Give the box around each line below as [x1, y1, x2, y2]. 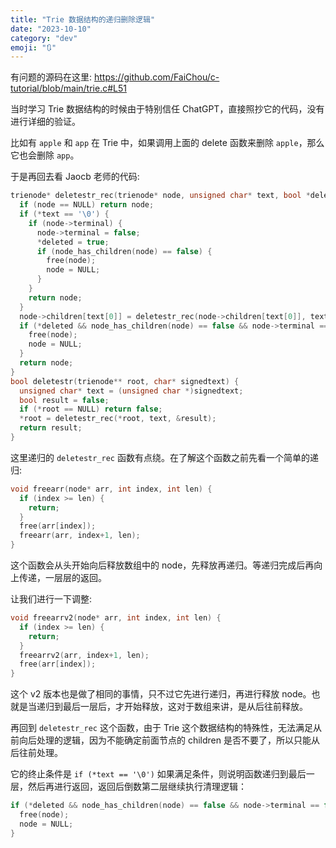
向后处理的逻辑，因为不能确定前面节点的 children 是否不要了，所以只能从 [18, 734, 320, 746]
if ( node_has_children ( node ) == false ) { [36, 246, 213, 256]
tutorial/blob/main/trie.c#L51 [10, 82, 127, 95]
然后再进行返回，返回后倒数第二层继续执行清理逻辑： [27, 781, 247, 793]
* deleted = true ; [36, 237, 110, 247]
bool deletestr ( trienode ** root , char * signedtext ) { [10, 376, 240, 386]
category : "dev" [10, 33, 78, 43]
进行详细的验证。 [10, 116, 81, 128]
